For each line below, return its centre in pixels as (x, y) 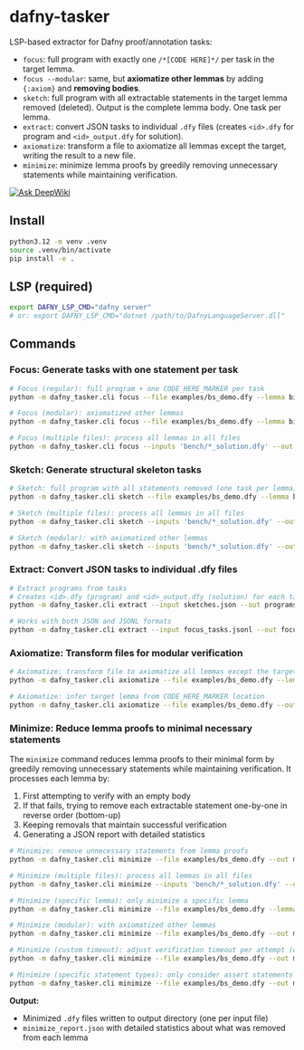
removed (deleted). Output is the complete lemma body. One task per (152, 107)
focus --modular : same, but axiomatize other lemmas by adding (143, 78)
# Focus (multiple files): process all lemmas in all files (125, 438)
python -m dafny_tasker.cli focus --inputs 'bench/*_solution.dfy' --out (152, 446)
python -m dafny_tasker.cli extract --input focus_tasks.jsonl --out (143, 630)
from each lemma (55, 1037)
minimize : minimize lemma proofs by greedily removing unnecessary (150, 165)
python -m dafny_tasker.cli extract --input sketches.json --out (135, 605)
